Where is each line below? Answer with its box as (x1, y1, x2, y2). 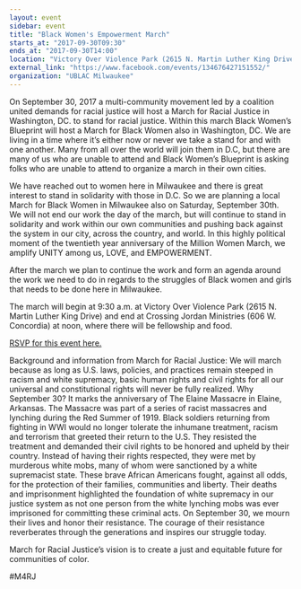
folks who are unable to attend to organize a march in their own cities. (9, 163, 267, 173)
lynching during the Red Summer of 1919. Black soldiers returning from (9, 412, 271, 423)
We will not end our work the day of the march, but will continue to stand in (9, 208, 287, 220)
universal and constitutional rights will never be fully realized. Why (9, 383, 254, 394)
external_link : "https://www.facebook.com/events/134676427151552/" (9, 64, 271, 73)
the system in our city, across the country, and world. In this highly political (9, 228, 286, 239)
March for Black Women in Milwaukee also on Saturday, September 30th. (9, 199, 279, 210)
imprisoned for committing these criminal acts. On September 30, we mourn (9, 507, 290, 518)
